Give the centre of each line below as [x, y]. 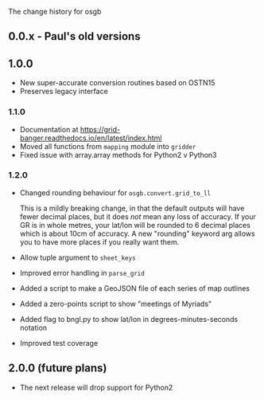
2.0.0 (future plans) [58, 369]
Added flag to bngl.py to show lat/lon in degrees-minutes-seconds [129, 319]
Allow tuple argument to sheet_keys [78, 257]
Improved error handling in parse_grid [82, 273]
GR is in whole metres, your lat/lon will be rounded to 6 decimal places [135, 225]
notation [33, 327]
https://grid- [100, 129]
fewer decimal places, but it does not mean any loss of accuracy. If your [138, 216]
